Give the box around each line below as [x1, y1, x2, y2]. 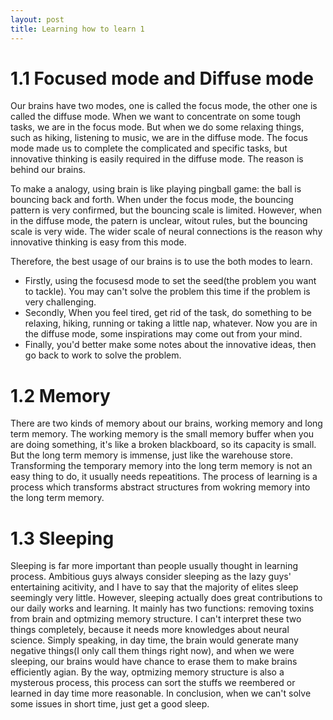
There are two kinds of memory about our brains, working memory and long [10, 417, 323, 430]
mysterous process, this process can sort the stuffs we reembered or [10, 677, 296, 689]
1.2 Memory [10, 384, 111, 407]
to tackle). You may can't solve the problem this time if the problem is [24, 286, 311, 298]
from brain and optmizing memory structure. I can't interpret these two [10, 613, 302, 625]
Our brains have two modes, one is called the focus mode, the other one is [10, 100, 318, 112]
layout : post [10, 14, 65, 25]
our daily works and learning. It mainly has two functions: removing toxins [10, 602, 315, 615]
